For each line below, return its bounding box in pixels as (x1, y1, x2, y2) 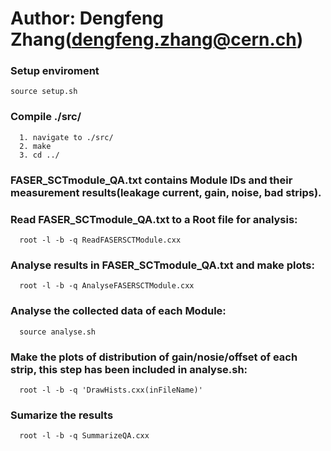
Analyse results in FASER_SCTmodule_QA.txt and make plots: (10, 258, 315, 272)
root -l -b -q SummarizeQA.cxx (19, 431, 150, 441)
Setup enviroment (10, 64, 100, 78)
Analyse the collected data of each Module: (10, 304, 227, 318)
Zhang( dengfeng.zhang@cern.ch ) (10, 28, 304, 51)
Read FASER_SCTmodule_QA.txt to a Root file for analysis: (10, 212, 298, 226)
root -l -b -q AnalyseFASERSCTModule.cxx (19, 281, 195, 291)
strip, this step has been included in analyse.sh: (10, 362, 248, 376)
